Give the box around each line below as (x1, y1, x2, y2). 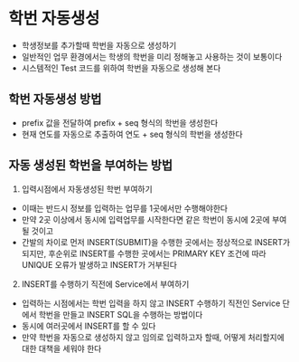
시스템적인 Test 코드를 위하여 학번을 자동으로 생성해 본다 (21, 62, 221, 73)
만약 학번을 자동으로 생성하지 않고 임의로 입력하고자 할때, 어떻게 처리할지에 (21, 331, 285, 342)
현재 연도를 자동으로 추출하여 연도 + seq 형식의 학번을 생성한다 (21, 129, 243, 139)
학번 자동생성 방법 (8, 91, 102, 107)
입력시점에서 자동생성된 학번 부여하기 (21, 183, 153, 195)
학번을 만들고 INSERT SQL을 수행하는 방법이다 (38, 309, 203, 319)
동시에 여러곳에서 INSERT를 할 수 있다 (21, 320, 156, 331)
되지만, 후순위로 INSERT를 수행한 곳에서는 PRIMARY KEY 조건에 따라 (21, 248, 267, 259)
